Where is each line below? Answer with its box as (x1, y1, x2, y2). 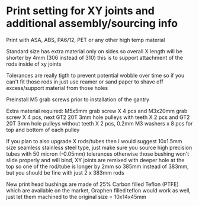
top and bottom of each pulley (6, 126, 80, 133)
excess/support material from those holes (6, 84, 108, 91)
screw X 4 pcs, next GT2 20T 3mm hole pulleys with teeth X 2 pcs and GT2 (6, 114, 190, 121)
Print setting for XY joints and (6, 4, 155, 18)
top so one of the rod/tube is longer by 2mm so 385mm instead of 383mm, (6, 163, 189, 170)
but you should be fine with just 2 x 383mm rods (6, 169, 124, 176)
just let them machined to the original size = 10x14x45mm (6, 193, 146, 200)
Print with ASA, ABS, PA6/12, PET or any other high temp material (6, 36, 165, 43)
